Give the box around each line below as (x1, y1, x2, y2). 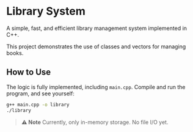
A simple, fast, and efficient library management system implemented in (6, 24, 188, 32)
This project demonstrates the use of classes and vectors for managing (6, 43, 186, 50)
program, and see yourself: (6, 90, 75, 97)
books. (6, 49, 24, 56)
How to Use (6, 67, 51, 78)
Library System (6, 4, 86, 18)
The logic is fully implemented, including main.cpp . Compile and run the (6, 83, 186, 90)
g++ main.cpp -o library (6, 101, 70, 108)
